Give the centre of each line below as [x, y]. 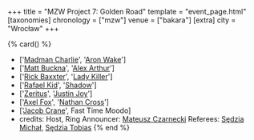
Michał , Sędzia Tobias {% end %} [74, 128]
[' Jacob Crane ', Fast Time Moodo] [75, 110]
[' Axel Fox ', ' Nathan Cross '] [64, 102]
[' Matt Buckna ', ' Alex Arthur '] [67, 68]
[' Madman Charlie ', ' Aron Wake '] [73, 60]
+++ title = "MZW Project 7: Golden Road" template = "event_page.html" [127, 12]
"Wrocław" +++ [33, 28]
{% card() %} [30, 44]
